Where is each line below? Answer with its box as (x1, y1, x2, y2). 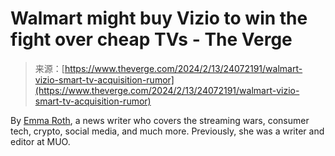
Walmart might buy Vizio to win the (10, 7, 308, 30)
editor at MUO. (10, 135, 71, 147)
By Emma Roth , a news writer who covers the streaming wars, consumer (10, 114, 310, 126)
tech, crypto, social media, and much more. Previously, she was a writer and (10, 125, 325, 137)
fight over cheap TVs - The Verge (10, 28, 293, 51)
